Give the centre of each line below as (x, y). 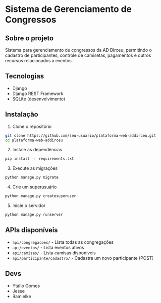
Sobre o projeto (29, 38)
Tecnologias (25, 76)
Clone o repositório (32, 126)
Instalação (22, 115)
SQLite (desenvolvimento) (39, 99)
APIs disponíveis (31, 230)
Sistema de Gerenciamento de (69, 9)
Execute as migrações (35, 168)
